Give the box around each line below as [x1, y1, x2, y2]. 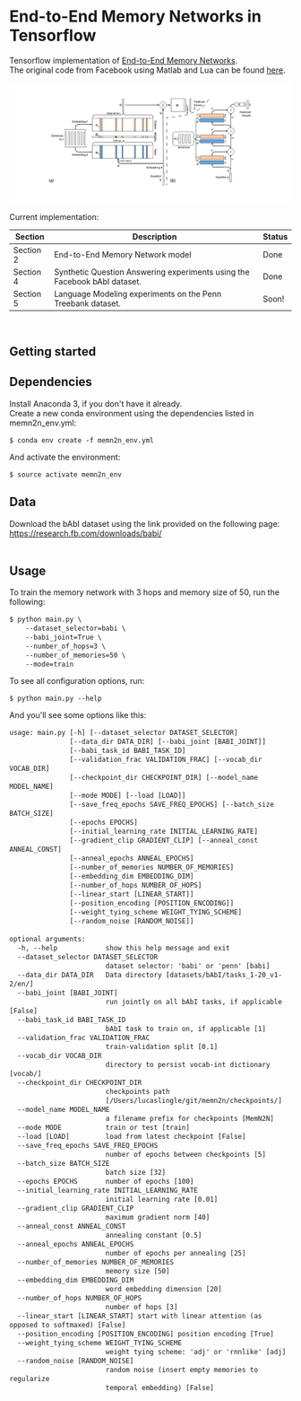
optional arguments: [9, 935, 87, 944]
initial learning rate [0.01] [105, 1195, 219, 1204]
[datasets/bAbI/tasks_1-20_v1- [165, 971, 282, 980]
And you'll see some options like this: [9, 710, 147, 721]
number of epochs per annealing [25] [105, 1249, 246, 1258]
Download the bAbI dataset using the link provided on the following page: [9, 518, 280, 529]
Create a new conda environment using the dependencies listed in [9, 407, 254, 418]
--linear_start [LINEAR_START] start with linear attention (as [17, 1312, 262, 1321]
